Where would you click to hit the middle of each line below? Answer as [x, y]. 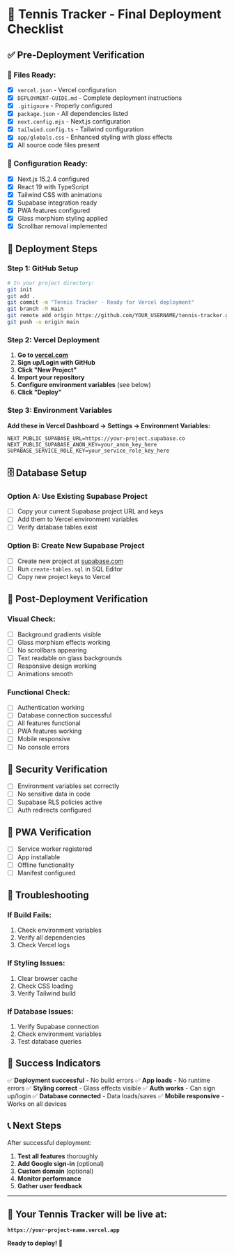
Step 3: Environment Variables [60, 410]
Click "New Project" [47, 370]
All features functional [49, 723]
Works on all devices [37, 1104]
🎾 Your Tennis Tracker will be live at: [87, 1215]
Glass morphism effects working [64, 642]
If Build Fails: [30, 915]
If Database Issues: [41, 1011]
